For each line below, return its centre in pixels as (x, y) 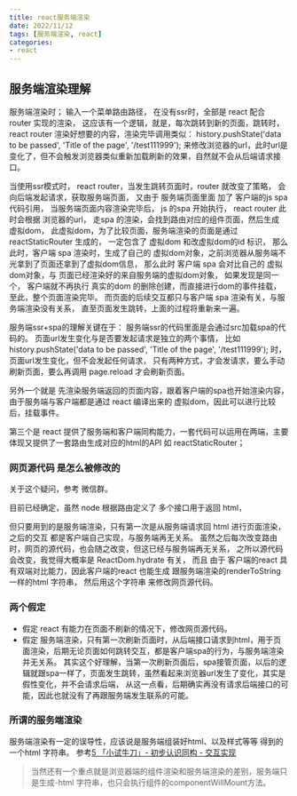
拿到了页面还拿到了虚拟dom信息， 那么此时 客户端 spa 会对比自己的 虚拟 (149, 264)
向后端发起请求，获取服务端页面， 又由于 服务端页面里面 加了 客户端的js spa (148, 197)
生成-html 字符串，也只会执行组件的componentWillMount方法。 (155, 782)
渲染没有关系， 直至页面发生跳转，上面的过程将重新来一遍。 (134, 308)
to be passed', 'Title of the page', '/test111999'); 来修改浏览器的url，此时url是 (148, 145)
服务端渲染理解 (50, 88)
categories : (31, 42)
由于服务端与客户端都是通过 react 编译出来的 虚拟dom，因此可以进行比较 (143, 402)
